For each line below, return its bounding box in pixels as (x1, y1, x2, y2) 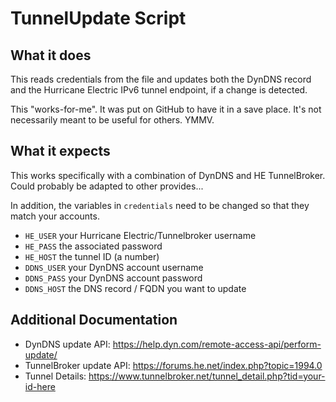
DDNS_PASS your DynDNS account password (24, 272, 203, 284)
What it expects (10, 143, 111, 160)
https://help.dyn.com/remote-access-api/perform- (112, 338, 322, 350)
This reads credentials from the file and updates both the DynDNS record (10, 73, 312, 85)
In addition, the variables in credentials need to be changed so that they (10, 199, 310, 211)
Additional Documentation (10, 312, 178, 329)
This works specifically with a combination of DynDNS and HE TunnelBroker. (10, 169, 326, 181)
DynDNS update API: (24, 338, 111, 350)
